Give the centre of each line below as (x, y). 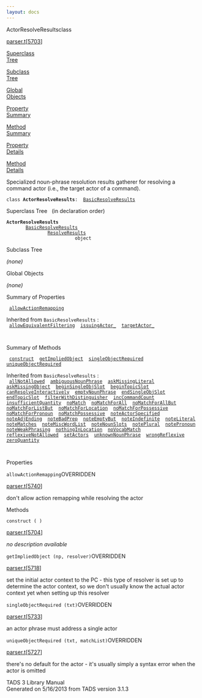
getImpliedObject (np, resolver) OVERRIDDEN (66, 556)
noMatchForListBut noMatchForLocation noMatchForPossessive (87, 408)
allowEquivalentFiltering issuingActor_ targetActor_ (82, 325)
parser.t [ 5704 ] (24, 532)
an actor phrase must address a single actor (62, 628)
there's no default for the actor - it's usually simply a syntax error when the (101, 664)
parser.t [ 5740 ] (24, 486)
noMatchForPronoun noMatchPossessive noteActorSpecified (83, 413)
